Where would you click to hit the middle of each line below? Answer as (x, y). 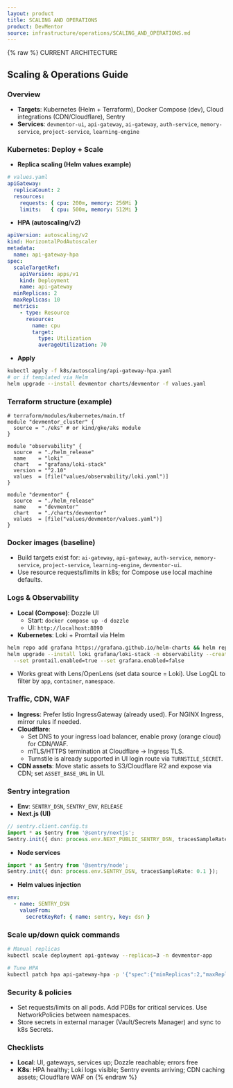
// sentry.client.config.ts (48, 826)
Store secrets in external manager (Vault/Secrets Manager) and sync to (119, 1022)
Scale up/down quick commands (63, 935)
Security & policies (40, 992)
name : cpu (46, 326)
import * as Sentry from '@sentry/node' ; (68, 865)
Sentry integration (39, 791)
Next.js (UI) (34, 813)
